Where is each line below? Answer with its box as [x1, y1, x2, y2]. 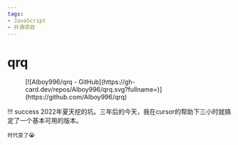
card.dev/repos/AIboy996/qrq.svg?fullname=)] [25, 85, 162, 94]
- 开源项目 [7, 23, 36, 31]
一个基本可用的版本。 [19, 117, 83, 125]
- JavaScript [7, 17, 46, 24]
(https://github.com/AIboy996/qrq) [25, 93, 128, 102]
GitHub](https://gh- [78, 77, 135, 86]
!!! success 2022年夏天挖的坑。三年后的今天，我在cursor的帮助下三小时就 [7, 107, 225, 116]
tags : [7, 10, 24, 18]
